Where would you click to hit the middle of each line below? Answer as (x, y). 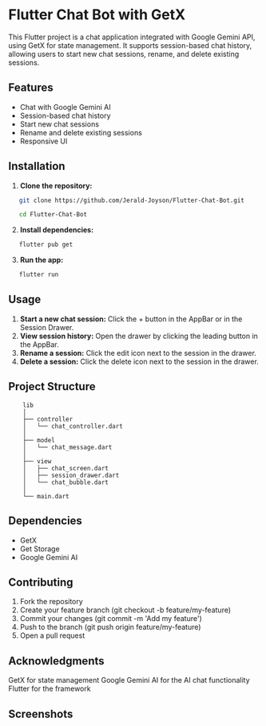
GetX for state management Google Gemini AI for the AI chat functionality (129, 680)
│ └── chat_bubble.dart (66, 482)
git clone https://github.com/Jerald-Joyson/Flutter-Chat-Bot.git (132, 200)
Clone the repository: (56, 185)
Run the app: (42, 260)
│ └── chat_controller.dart (73, 426)
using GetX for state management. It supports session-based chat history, (130, 45)
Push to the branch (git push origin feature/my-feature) (110, 627)
